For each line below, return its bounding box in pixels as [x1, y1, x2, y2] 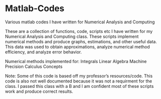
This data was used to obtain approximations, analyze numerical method [5, 44, 150, 49]
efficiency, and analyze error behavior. [5, 49, 82, 55]
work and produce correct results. [5, 88, 74, 94]
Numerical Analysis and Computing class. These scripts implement [5, 33, 139, 39]
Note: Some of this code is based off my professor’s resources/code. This [5, 73, 153, 79]
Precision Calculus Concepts [5, 64, 63, 69]
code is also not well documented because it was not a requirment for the [5, 78, 152, 84]
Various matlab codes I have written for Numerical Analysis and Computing [5, 19, 155, 25]
